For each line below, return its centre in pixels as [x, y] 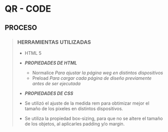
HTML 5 [33, 53]
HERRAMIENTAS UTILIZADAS [54, 42]
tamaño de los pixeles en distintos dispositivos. [74, 108]
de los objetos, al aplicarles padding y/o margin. [75, 124]
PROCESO [21, 28]
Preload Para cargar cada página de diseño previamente [92, 78]
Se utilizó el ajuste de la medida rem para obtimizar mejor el [87, 103]
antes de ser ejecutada [56, 83]
